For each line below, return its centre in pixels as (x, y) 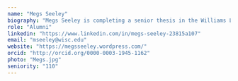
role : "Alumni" (30, 27)
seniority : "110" (33, 66)
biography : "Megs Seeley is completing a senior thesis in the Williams (117, 20)
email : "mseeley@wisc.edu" (47, 40)
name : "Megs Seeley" (38, 14)
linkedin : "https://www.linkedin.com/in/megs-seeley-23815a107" (104, 33)
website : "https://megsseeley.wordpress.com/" (77, 46)
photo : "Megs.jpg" (34, 60)
